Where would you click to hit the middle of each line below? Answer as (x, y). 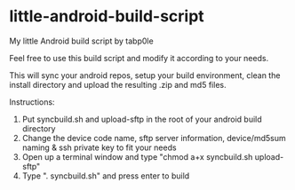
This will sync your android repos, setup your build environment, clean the (145, 75)
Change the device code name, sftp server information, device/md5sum (154, 138)
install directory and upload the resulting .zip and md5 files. (118, 84)
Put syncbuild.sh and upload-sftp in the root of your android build (142, 119)
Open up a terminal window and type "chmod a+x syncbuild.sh (137, 156)
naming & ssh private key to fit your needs (99, 147)
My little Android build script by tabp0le (81, 41)
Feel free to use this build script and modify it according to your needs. (139, 58)
